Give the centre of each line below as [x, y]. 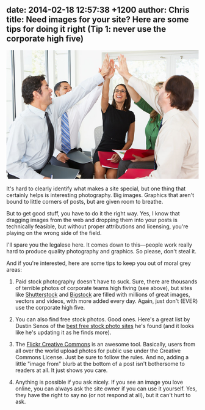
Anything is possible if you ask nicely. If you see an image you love [99, 382]
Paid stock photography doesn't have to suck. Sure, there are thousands [106, 281]
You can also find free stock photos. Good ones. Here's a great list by [103, 319]
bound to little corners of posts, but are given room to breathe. [85, 201]
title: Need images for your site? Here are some [98, 20]
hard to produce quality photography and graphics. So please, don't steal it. [102, 251]
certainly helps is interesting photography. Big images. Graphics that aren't [100, 195]
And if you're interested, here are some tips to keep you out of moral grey [99, 263]
